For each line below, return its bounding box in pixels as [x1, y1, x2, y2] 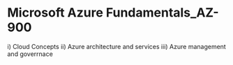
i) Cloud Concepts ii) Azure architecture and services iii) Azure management [7, 42, 227, 50]
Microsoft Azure [7, 5, 103, 21]
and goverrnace [7, 50, 54, 58]
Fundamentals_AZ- [105, 5, 219, 21]
